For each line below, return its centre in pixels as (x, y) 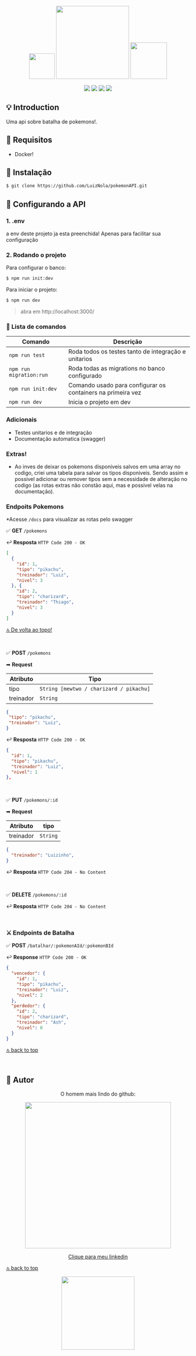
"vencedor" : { (28, 974)
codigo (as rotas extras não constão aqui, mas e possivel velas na (94, 485)
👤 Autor (20, 1080)
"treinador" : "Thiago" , (45, 602)
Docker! (24, 154)
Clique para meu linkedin (98, 1257)
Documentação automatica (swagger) (60, 438)
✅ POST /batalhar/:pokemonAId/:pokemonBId (60, 946)
